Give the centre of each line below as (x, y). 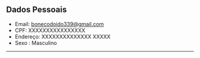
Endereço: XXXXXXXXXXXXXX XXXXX (63, 36)
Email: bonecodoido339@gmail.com (59, 24)
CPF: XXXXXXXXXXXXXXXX (50, 30)
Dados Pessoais (37, 10)
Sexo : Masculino (36, 43)
